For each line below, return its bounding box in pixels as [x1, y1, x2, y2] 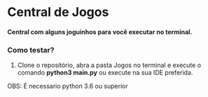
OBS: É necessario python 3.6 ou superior [7, 82, 128, 91]
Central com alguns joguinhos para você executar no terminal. [7, 27, 193, 36]
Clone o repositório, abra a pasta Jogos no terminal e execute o [17, 61, 202, 70]
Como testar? [7, 45, 55, 54]
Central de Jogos [7, 4, 109, 20]
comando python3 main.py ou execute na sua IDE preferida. [17, 68, 193, 77]
